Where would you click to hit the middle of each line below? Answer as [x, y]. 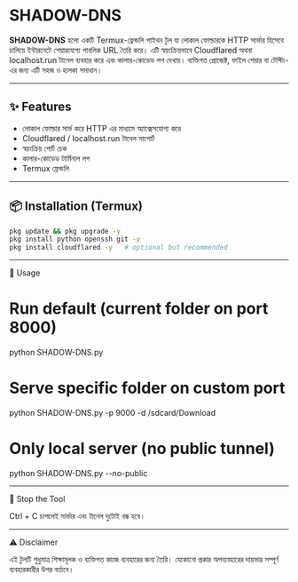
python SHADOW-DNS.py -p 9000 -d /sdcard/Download [112, 413]
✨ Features [40, 107]
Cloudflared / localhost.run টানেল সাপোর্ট [88, 138]
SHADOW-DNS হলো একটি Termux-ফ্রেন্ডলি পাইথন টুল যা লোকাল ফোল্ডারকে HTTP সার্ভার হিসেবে [146, 40]
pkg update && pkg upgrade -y [65, 231]
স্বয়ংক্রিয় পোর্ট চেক [44, 148]
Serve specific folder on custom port [147, 388]
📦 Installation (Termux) [76, 207]
